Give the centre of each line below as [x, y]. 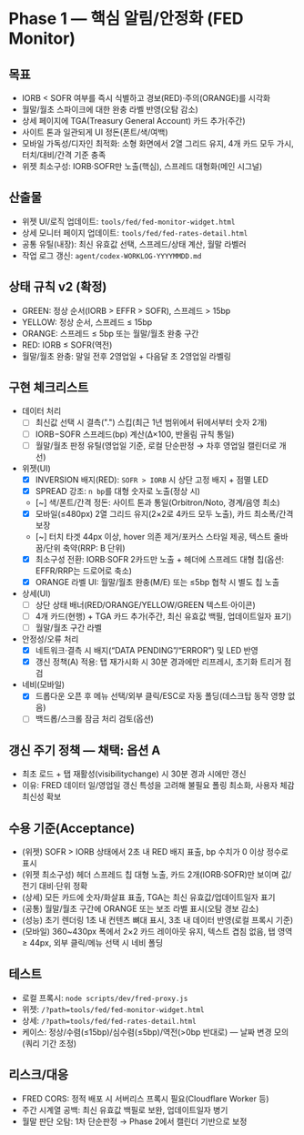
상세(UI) [36, 593]
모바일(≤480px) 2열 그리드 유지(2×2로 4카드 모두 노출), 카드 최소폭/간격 [164, 513]
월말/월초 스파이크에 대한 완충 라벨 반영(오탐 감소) [110, 109]
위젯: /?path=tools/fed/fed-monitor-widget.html [113, 1009]
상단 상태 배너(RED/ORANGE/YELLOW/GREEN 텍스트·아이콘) [145, 604]
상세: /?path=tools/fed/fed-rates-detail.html [109, 1020]
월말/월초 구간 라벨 [68, 628]
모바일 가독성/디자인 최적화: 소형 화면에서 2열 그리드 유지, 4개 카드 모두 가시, [158, 143]
